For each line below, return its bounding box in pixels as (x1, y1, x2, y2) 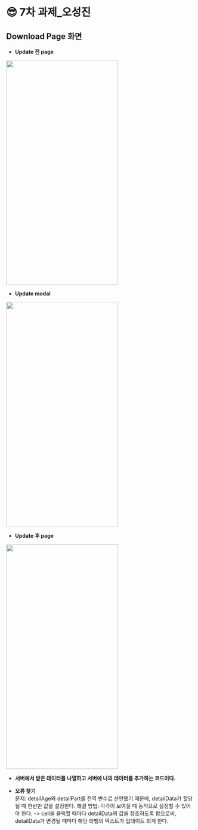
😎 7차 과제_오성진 (6, 5, 91, 19)
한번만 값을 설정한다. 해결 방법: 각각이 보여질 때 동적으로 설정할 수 (27, 802, 180, 809)
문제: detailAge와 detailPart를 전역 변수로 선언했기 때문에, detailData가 (14, 795, 182, 802)
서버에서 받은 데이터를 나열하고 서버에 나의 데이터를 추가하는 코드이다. (14, 775, 176, 781)
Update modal (14, 290, 51, 297)
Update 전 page (14, 49, 54, 55)
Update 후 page (14, 532, 54, 539)
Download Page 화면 (6, 31, 82, 41)
